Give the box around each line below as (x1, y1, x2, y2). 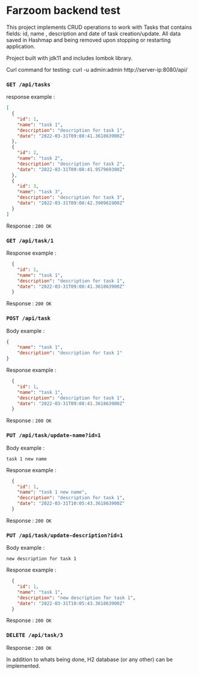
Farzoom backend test (6, 4, 120, 17)
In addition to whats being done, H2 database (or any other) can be (6, 656, 173, 663)
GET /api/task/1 (6, 237, 54, 244)
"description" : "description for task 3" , (17, 194, 125, 201)
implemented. (6, 662, 40, 669)
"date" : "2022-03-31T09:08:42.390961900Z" (17, 200, 125, 207)
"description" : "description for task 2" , (17, 161, 125, 167)
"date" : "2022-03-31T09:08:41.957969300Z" (17, 166, 125, 172)
